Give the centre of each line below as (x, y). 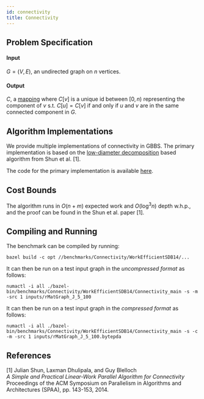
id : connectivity (28, 12)
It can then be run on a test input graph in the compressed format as (93, 309)
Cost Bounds (31, 190)
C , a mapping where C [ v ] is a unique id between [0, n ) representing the (96, 99)
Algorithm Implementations (60, 131)
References (29, 355)
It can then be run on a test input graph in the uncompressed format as (96, 269)
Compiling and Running (52, 231)
